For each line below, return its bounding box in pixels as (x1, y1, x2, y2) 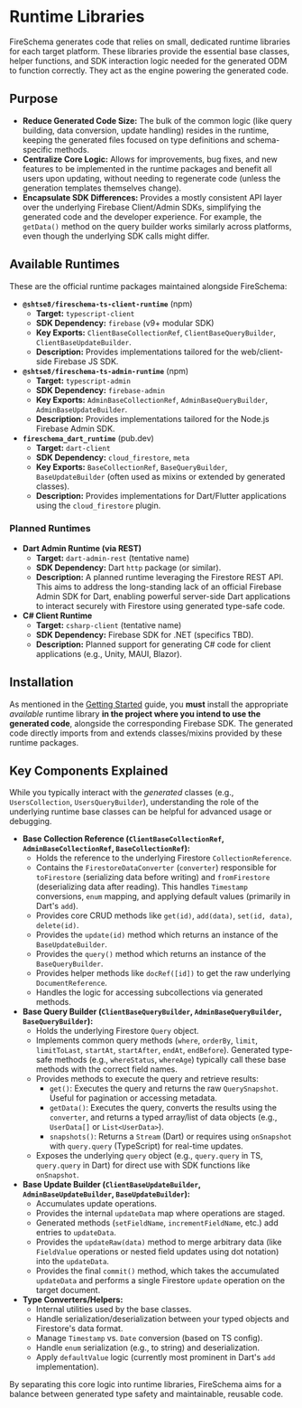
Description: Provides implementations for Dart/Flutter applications (35, 490, 287, 501)
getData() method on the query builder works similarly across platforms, (22, 221, 292, 231)
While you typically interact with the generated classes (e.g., (9, 787, 234, 798)
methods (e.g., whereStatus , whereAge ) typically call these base (53, 1055, 287, 1065)
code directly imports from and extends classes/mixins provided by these (9, 727, 282, 738)
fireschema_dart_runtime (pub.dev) (22, 432, 155, 444)
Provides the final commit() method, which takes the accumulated (35, 1265, 279, 1276)
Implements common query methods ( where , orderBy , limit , (35, 1035, 259, 1046)
